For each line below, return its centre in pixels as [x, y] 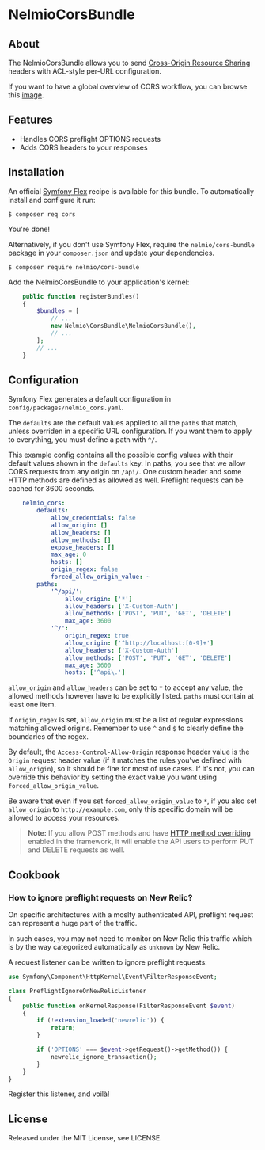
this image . [26, 95]
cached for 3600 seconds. [51, 489]
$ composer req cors [42, 214]
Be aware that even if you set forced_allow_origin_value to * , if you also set [132, 801]
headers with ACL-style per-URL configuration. [85, 71]
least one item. [32, 704]
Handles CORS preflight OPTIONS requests [90, 139]
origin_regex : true [97, 636]
